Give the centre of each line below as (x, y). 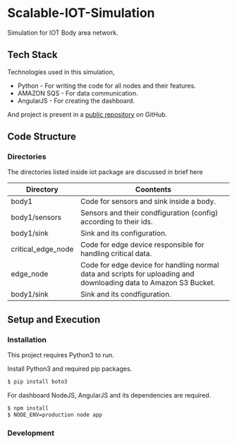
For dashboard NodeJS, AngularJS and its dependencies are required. (109, 395)
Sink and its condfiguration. (126, 294)
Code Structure (42, 137)
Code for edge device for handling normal (150, 265)
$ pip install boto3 (38, 382)
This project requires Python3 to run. (61, 355)
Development (31, 433)
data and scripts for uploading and (138, 274)
